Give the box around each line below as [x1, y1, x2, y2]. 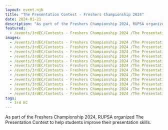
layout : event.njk [5, 7, 43, 12]
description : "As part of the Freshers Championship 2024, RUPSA [5, 21, 144, 26]
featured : [5, 26, 26, 31]
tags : [5, 95, 16, 100]
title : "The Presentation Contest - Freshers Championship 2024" [5, 12, 144, 17]
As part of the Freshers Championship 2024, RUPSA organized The [5, 114, 144, 120]
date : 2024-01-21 [5, 16, 41, 21]
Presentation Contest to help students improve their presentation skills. [5, 119, 151, 125]
